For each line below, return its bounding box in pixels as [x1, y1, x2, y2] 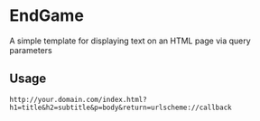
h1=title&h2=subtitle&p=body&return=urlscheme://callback [9, 103, 232, 112]
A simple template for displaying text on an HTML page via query [9, 35, 251, 46]
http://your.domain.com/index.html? [9, 95, 147, 104]
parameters [9, 44, 52, 55]
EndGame [9, 5, 84, 26]
